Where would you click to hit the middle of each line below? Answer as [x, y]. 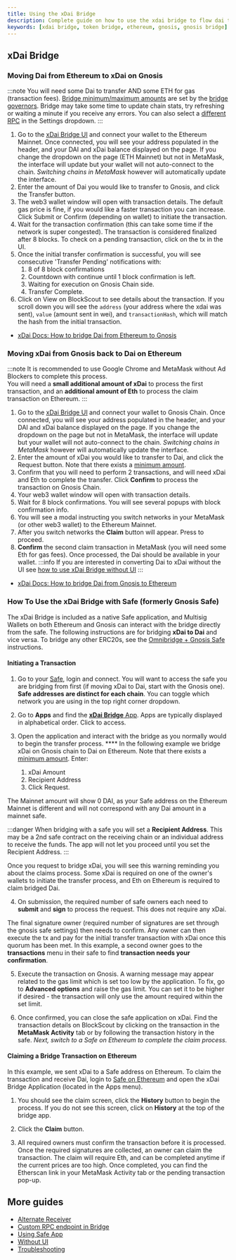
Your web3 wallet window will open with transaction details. [104, 495]
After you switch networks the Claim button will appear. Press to [111, 532]
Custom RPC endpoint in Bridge [63, 1226]
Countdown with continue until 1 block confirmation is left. [112, 277]
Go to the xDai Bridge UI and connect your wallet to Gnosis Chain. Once [122, 412]
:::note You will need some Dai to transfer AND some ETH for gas [101, 91]
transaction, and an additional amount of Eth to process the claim [103, 391]
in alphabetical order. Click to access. [72, 722]
